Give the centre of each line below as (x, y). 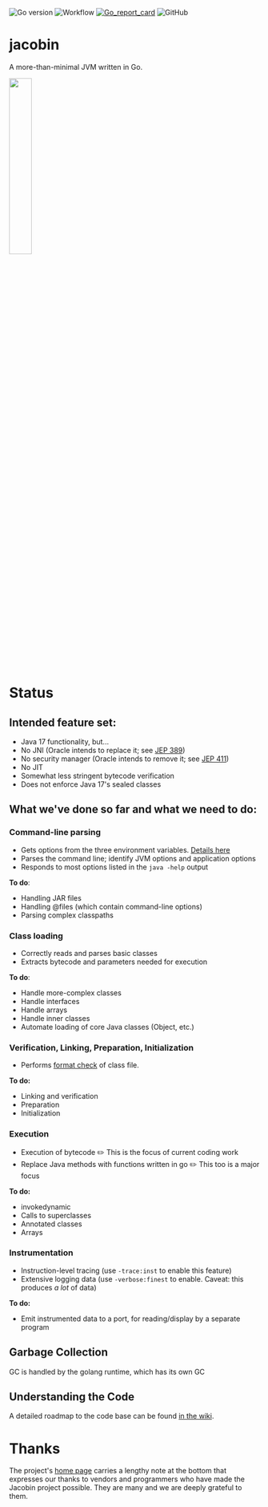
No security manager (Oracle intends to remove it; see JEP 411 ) (125, 759)
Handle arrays (44, 1010)
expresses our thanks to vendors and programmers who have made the (127, 1479)
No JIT (32, 767)
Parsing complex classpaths (67, 915)
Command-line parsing (55, 832)
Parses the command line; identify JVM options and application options (138, 858)
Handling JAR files (51, 897)
